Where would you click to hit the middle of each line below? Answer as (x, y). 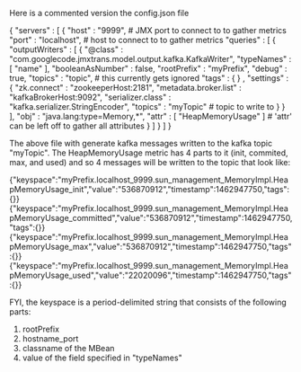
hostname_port (50, 339)
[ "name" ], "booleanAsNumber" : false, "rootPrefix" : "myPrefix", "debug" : (148, 68)
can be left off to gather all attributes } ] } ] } (91, 126)
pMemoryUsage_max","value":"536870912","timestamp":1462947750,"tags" (150, 247)
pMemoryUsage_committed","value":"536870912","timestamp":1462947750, (151, 218)
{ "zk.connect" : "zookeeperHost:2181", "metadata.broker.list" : (126, 88)
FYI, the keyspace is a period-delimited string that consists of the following (148, 302)
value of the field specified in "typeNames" (102, 358)
